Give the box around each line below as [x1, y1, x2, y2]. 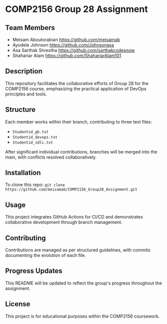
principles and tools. [5, 91, 47, 97]
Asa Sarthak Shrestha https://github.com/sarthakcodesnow [12, 47, 135, 53]
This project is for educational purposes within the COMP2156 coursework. [5, 313, 160, 319]
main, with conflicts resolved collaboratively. [5, 154, 97, 160]
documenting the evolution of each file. [5, 252, 86, 258]
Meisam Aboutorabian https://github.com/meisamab [12, 36, 120, 42]
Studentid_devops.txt [12, 134, 57, 139]
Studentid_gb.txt [12, 129, 49, 134]
